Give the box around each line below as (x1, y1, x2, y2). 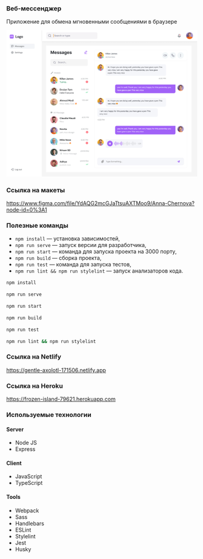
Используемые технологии (6, 411, 92, 419)
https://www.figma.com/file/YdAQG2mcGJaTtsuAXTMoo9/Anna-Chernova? (6, 199, 195, 207)
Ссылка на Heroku (6, 381, 64, 390)
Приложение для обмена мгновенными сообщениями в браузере (6, 18, 178, 25)
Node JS (15, 439, 38, 447)
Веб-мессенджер (6, 4, 62, 13)
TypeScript (15, 479, 43, 487)
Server (6, 425, 24, 433)
